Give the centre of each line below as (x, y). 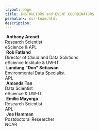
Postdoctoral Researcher (30, 119)
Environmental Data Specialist (35, 73)
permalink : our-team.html (31, 18)
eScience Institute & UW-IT (32, 63)
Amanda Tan (19, 83)
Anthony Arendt (23, 37)
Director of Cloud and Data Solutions (42, 57)
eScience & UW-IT (24, 94)
